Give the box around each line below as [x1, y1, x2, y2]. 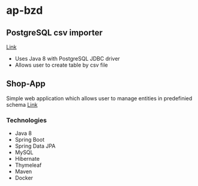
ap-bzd [6, 4, 43, 17]
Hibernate [14, 155, 40, 163]
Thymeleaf [14, 161, 42, 169]
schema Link [6, 101, 38, 108]
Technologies [6, 116, 47, 124]
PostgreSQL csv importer [6, 28, 103, 38]
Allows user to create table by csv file [14, 61, 108, 68]
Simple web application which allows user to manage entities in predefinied [6, 94, 193, 102]
